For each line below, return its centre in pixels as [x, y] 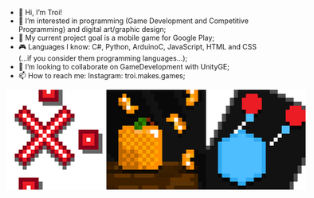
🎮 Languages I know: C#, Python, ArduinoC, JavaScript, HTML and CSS [137, 47]
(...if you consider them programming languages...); [103, 58]
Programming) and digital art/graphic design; [92, 29]
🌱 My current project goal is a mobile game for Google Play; [116, 38]
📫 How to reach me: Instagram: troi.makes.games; [102, 75]
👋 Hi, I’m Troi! [40, 12]
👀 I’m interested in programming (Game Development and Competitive [133, 21]
